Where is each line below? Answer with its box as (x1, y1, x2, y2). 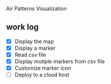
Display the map (14, 38, 54, 45)
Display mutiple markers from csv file (14, 58, 105, 64)
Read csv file (14, 51, 46, 58)
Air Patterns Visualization (6, 5, 67, 12)
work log (6, 22, 39, 32)
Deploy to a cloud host (14, 71, 69, 79)
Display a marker (14, 44, 56, 51)
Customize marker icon (14, 64, 72, 72)
